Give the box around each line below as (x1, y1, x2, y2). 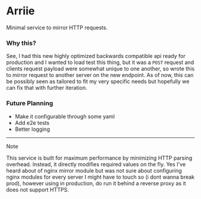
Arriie (6, 4, 35, 18)
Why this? (6, 39, 36, 47)
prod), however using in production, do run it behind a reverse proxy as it (6, 179, 187, 186)
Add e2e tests (14, 119, 50, 126)
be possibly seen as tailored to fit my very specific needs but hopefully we (6, 78, 190, 85)
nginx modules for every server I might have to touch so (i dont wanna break (6, 173, 195, 180)
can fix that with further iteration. (6, 84, 88, 91)
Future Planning (6, 99, 54, 108)
